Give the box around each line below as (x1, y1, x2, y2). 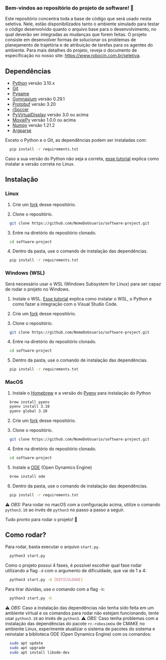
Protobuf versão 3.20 (12, 101, 56, 107)
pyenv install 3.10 (9, 404, 50, 409)
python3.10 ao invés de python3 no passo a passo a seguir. (5, 507, 125, 513)
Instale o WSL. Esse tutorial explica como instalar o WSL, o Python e (12, 296, 152, 301)
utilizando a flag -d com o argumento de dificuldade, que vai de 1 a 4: (5, 568, 147, 574)
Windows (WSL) (5, 270, 45, 277)
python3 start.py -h (9, 596, 52, 601)
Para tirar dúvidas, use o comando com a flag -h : (5, 586, 105, 592)
